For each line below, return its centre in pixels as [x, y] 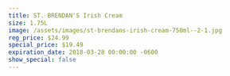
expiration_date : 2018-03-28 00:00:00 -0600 [83, 52]
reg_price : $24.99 [39, 38]
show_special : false [43, 60]
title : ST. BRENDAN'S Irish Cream [66, 15]
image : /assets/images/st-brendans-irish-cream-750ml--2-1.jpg [115, 30]
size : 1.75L [28, 23]
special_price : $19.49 [46, 45]
